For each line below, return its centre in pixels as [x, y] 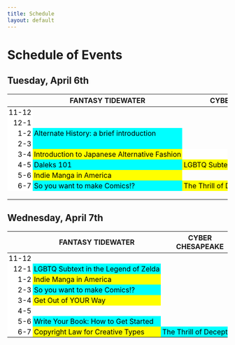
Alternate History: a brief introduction [95, 133]
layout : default [31, 20]
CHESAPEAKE [200, 246]
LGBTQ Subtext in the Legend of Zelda [97, 269]
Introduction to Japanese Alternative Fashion [108, 154]
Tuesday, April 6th [48, 81]
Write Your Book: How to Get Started [94, 321]
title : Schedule [31, 14]
